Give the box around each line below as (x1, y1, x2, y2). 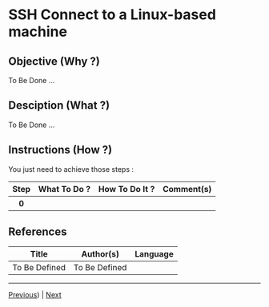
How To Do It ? (98, 183, 155, 194)
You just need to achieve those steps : (8, 164, 134, 173)
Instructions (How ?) (8, 143, 113, 157)
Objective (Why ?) (8, 54, 100, 68)
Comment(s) (163, 183, 212, 194)
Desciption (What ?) (8, 98, 110, 113)
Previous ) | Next (8, 290, 62, 300)
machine (8, 22, 68, 41)
